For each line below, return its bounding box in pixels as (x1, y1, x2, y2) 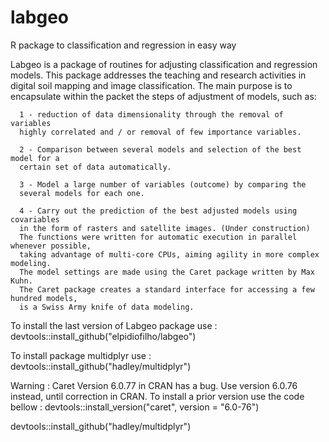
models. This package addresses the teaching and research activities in (10, 69, 307, 81)
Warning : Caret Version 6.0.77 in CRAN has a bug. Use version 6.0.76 (10, 379, 298, 391)
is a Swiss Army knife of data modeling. (19, 302, 195, 312)
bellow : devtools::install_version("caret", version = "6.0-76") (10, 401, 260, 413)
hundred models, (10, 293, 78, 303)
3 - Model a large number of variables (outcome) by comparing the (19, 179, 307, 190)
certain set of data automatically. (19, 162, 172, 172)
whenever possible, (10, 241, 92, 251)
